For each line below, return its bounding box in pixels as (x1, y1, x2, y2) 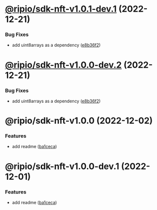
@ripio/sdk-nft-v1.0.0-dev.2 (5, 59, 122, 70)
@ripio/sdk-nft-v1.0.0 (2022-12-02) (5, 115, 153, 126)
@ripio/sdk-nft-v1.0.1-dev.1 (5, 3, 117, 15)
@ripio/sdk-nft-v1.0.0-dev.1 (5, 161, 120, 172)
